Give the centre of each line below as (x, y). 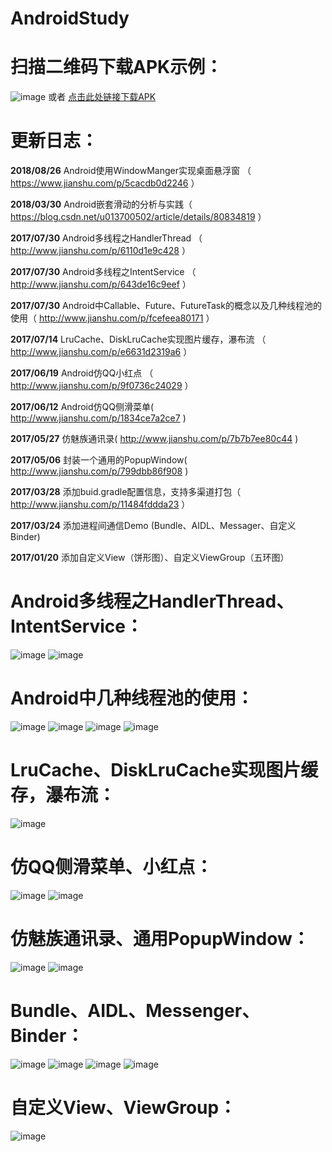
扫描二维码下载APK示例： (116, 67)
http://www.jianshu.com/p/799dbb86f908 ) (99, 471)
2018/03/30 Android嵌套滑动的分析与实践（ (101, 204)
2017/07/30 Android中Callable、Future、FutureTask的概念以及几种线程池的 (166, 306)
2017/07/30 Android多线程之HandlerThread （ (106, 238)
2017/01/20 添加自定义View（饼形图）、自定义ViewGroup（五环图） (150, 558)
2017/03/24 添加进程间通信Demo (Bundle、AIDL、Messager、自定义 (153, 526)
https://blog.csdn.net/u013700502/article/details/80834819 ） (138, 217)
